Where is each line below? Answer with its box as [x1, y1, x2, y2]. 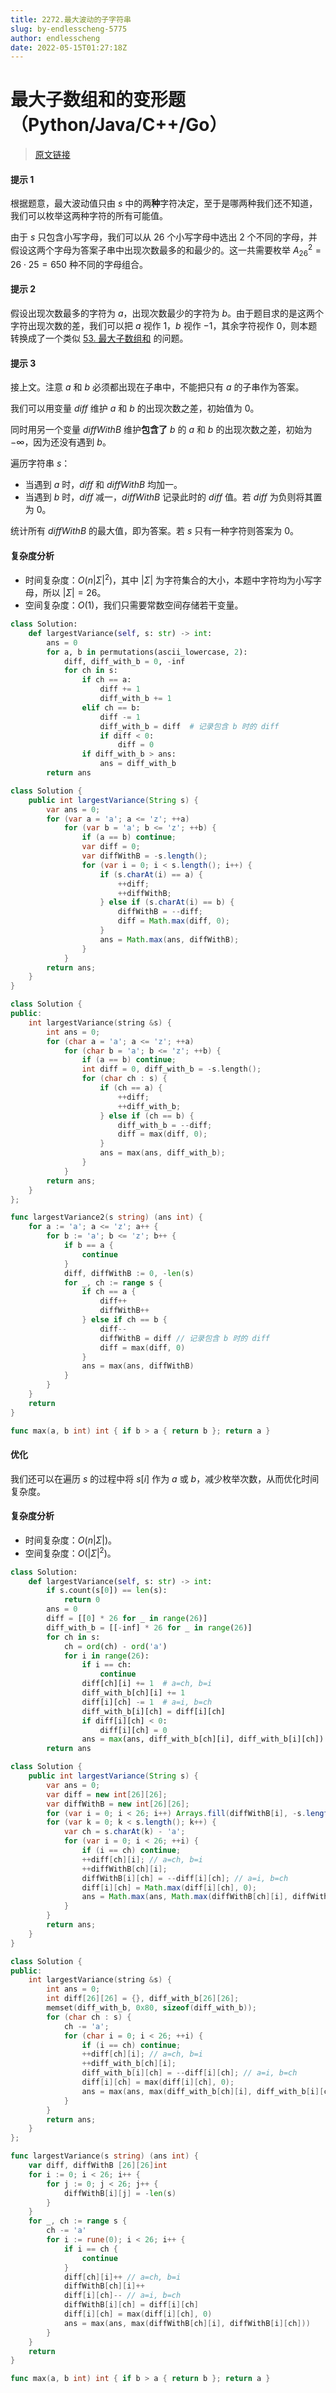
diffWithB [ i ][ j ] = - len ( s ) [63, 2188, 177, 2198]
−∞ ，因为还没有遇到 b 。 [10, 436, 112, 448]
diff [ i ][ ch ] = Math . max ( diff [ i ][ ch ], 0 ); [81, 1882, 257, 1893]
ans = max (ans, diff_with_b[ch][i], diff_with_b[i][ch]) [81, 1734, 325, 1745]
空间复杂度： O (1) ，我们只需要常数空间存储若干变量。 [24, 599, 244, 611]
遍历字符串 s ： [10, 457, 71, 470]
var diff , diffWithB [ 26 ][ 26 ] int [28, 2161, 168, 2171]
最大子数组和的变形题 [10, 89, 187, 111]
